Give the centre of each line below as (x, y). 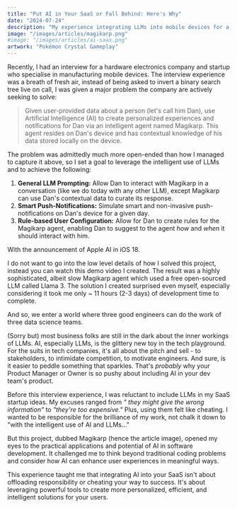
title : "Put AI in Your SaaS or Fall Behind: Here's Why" (94, 14)
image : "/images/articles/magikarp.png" (68, 34)
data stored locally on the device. (73, 141)
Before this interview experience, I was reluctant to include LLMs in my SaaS (119, 394)
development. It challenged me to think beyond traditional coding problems (117, 453)
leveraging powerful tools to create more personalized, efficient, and (107, 490)
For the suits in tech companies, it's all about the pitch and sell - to (104, 351)
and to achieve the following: (50, 169)
